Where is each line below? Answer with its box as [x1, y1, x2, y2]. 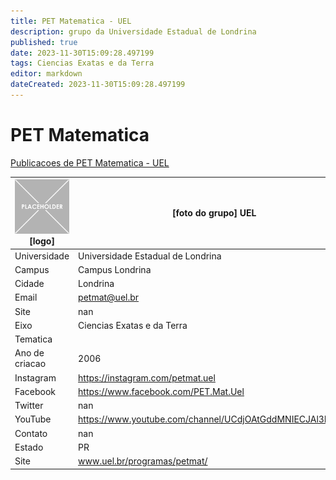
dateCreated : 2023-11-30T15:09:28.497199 [10, 80, 186, 90]
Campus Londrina [78, 263, 152, 275]
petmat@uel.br [78, 291, 140, 304]
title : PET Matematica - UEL [10, 16, 132, 26]
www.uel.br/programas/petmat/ [78, 455, 208, 467]
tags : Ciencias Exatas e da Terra [10, 58, 155, 69]
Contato [14, 427, 48, 439]
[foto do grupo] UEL [172, 207, 257, 219]
